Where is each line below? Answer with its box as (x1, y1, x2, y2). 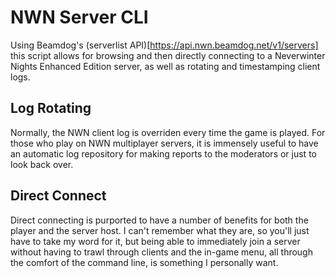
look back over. (10, 158, 74, 170)
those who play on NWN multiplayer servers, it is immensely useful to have (10, 137, 319, 149)
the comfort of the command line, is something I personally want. (10, 256, 279, 268)
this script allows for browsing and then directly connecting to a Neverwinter (10, 49, 326, 61)
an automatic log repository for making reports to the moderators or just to (10, 147, 317, 160)
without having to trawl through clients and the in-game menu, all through (10, 246, 313, 258)
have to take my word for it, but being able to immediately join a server (10, 235, 301, 247)
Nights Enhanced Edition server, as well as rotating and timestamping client (10, 60, 321, 72)
